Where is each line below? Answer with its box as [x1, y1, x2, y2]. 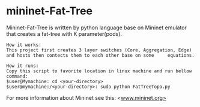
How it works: [6, 42, 42, 48]
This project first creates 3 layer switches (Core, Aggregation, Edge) [6, 47, 192, 53]
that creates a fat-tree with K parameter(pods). [6, 30, 122, 37]
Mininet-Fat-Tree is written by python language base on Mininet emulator [6, 24, 187, 31]
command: [6, 73, 28, 79]
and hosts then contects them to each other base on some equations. [6, 52, 195, 58]
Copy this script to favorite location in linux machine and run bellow [6, 68, 192, 74]
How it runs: [6, 63, 39, 69]
